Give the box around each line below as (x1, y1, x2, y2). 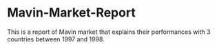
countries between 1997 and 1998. (7, 35, 105, 43)
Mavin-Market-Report (7, 5, 136, 21)
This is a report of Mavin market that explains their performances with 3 (7, 28, 211, 36)
